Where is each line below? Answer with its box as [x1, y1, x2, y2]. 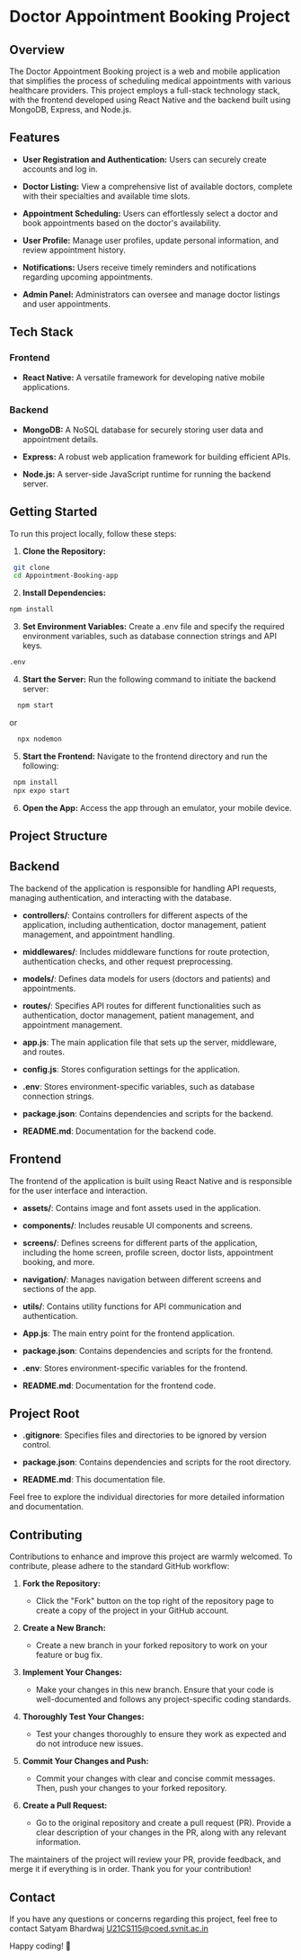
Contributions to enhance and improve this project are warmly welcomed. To [9, 1551, 293, 1562]
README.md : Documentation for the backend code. [22, 1126, 217, 1136]
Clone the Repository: [22, 546, 106, 557]
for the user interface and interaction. [9, 1185, 148, 1196]
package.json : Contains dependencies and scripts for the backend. [22, 1108, 274, 1118]
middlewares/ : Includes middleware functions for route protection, [22, 946, 270, 957]
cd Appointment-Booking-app [13, 571, 119, 581]
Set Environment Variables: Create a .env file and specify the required [22, 621, 285, 632]
